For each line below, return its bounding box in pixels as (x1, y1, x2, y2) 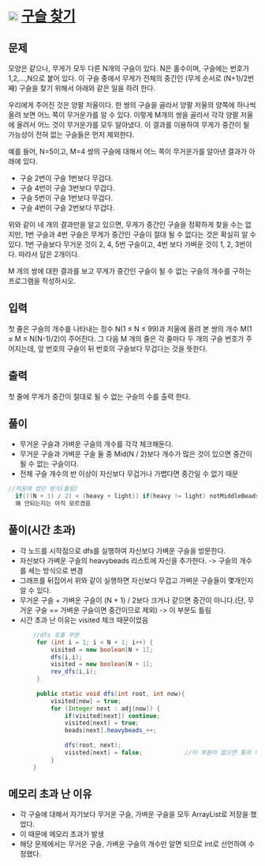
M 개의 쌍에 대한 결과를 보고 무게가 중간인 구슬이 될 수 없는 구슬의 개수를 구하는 (8, 267, 252, 275)
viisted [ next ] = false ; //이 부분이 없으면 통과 (64, 748, 252, 756)
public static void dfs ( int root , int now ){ (36, 690, 185, 698)
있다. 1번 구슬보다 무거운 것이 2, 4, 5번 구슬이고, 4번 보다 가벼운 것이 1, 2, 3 (8, 240, 240, 249)
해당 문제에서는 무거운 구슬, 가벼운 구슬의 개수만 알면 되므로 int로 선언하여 (19, 839, 247, 849)
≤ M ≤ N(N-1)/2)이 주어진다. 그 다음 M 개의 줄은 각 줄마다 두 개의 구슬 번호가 (8, 334, 244, 343)
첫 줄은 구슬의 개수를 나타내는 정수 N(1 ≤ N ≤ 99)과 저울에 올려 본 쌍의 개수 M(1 (8, 323, 252, 333)
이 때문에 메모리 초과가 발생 (19, 830, 105, 839)
